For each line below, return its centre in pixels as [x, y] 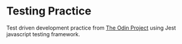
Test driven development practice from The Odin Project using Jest [91, 28]
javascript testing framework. [44, 34]
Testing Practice [49, 11]
